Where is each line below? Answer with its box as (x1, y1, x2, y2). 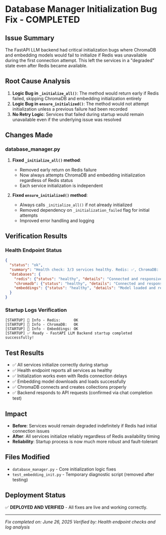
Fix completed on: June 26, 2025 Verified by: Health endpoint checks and (5, 519, 156, 525)
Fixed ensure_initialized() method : (12, 192, 88, 198)
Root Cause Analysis (5, 77, 71, 85)
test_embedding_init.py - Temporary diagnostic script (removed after (12, 471, 155, 477)
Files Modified (5, 453, 50, 462)
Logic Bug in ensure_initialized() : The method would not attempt (12, 101, 149, 107)
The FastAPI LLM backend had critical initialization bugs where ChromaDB (5, 47, 157, 53)
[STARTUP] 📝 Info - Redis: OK (5, 318, 79, 323)
